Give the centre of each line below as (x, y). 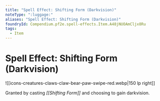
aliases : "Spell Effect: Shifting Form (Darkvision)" (63, 19)
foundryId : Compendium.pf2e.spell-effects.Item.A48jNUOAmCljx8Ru (75, 24)
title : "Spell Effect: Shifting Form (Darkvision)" (61, 10)
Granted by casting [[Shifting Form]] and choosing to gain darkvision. (78, 93)
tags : (11, 29)
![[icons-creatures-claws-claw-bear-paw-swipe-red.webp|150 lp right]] (80, 83)
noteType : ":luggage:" (29, 15)
